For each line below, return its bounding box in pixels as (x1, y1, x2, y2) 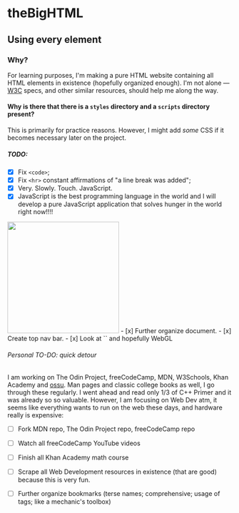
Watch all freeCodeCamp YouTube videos (17, 439, 141, 447)
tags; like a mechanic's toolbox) (17, 497, 112, 506)
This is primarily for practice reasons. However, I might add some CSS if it (7, 126, 225, 135)
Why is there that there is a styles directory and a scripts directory (7, 102, 210, 111)
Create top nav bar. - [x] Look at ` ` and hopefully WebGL (7, 334, 173, 343)
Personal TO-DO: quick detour (7, 350, 97, 359)
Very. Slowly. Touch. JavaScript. (17, 184, 113, 193)
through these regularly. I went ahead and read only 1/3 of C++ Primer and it (7, 387, 232, 397)
